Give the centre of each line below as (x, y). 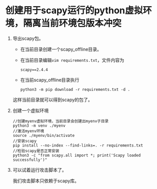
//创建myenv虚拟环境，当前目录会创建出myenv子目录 (60, 121)
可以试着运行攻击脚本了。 (40, 170)
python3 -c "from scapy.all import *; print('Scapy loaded (77, 155)
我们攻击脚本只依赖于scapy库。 (46, 181)
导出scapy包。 (28, 38)
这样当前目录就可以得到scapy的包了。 (53, 100)
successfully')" (30, 160)
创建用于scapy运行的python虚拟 (74, 10)
